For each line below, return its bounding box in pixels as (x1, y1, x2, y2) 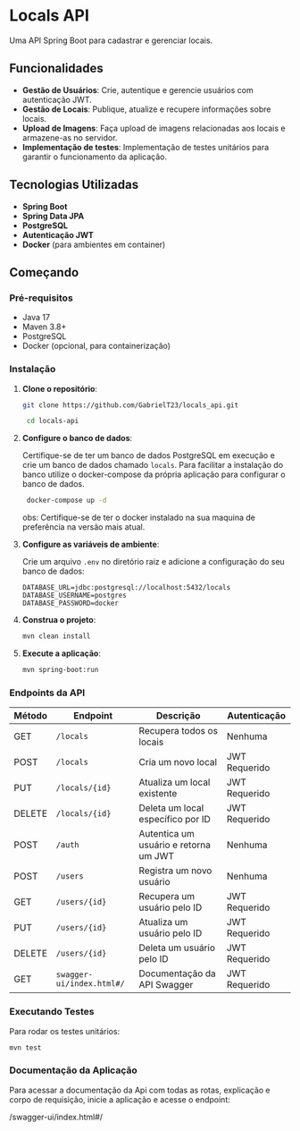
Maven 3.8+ (21, 321, 67, 332)
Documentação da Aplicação (9, 1064, 137, 1076)
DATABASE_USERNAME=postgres (21, 591, 127, 600)
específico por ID (138, 813, 212, 826)
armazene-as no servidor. (21, 132, 118, 143)
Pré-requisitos (9, 292, 73, 304)
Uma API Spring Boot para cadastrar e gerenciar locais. (9, 35, 213, 46)
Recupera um (138, 890, 195, 903)
